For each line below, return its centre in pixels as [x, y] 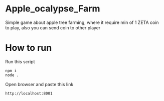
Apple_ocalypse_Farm [53, 9]
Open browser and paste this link [39, 84]
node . [12, 75]
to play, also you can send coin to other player [53, 27]
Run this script [20, 61]
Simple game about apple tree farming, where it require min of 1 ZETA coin [82, 22]
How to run [29, 48]
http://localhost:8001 [29, 93]
